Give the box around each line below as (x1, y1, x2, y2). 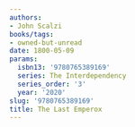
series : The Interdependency (17, 72, 127, 80)
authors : (9, 13, 42, 22)
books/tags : (9, 30, 54, 38)
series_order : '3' (17, 80, 87, 89)
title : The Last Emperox (9, 105, 103, 114)
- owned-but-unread (9, 38, 83, 47)
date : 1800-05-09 (9, 47, 75, 55)
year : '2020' (17, 88, 67, 97)
